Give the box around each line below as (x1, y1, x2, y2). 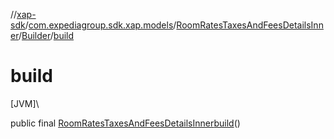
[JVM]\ (10, 97, 40, 109)
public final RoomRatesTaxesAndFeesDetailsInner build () (10, 117, 241, 129)
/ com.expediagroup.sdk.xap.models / (24, 19, 177, 31)
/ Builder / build (18, 30, 75, 41)
